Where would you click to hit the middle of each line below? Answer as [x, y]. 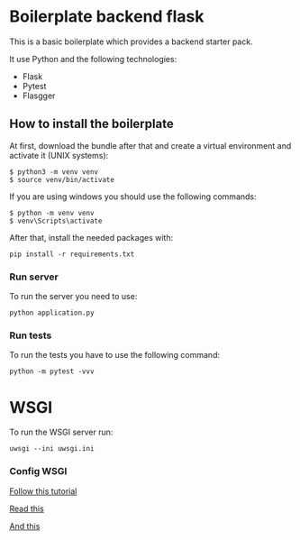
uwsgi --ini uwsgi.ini [52, 449]
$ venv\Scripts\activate [56, 221]
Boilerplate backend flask [107, 17]
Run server [34, 277]
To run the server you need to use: [73, 297]
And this [25, 526]
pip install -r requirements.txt [72, 254]
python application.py [52, 313]
